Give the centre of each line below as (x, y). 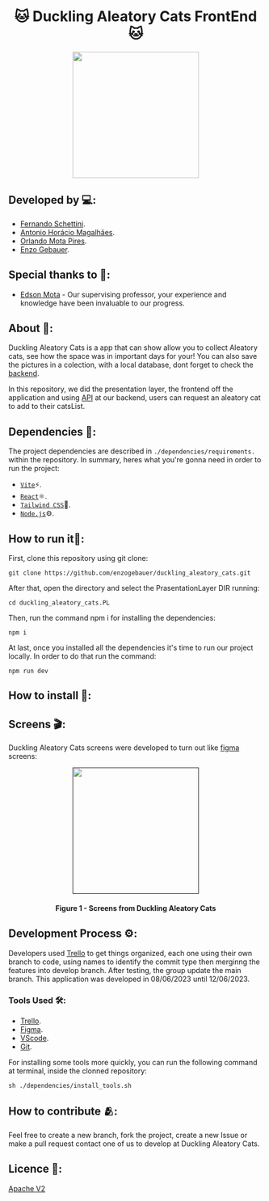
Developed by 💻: (53, 200)
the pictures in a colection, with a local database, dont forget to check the (131, 365)
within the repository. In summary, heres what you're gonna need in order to (135, 460)
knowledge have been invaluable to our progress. (102, 303)
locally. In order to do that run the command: (82, 656)
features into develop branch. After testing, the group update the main (125, 970)
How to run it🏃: (46, 539)
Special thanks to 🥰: (59, 275)
